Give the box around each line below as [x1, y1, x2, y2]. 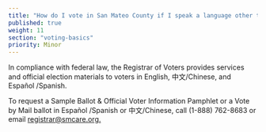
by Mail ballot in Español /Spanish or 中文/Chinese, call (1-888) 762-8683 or [8, 106, 256, 115]
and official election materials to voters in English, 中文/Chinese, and [8, 72, 232, 81]
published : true [8, 19, 62, 27]
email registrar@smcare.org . [8, 115, 101, 124]
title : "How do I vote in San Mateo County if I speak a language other [8, 11, 253, 20]
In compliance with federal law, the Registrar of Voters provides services [8, 62, 245, 72]
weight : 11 [8, 26, 44, 34]
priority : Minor [8, 41, 62, 49]
